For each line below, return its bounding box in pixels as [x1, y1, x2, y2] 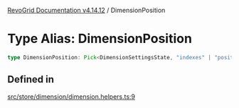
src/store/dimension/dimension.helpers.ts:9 [7, 92, 136, 101]
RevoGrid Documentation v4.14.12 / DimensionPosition [7, 6, 166, 14]
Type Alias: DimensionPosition [7, 31, 192, 47]
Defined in [7, 73, 55, 85]
